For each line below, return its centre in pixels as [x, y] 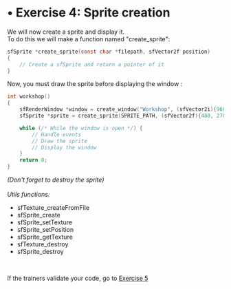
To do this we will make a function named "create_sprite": [89, 39]
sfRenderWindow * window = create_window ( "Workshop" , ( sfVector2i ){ [118, 109]
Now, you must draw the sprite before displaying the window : [95, 84]
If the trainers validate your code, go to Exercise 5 [78, 278]
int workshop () [29, 97]
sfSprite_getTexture [45, 237]
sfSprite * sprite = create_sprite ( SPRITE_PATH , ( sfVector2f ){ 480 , [117, 116]
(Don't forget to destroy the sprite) [56, 180]
